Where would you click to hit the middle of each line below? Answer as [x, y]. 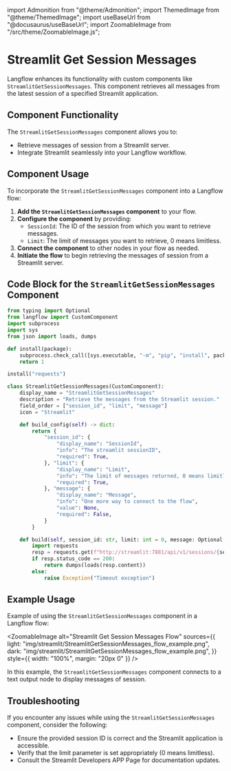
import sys [23, 330]
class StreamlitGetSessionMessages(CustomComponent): [86, 387]
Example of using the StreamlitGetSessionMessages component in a [102, 616]
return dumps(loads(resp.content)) [95, 565]
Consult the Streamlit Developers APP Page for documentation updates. [119, 760]
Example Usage [41, 600]
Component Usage [48, 174]
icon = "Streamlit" [47, 412]
